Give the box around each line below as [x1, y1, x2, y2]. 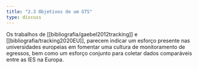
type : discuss [6, 14, 42, 20]
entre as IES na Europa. [6, 56, 64, 63]
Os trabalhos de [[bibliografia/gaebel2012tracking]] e [6, 30, 138, 37]
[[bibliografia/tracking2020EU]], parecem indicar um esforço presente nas [6, 37, 190, 44]
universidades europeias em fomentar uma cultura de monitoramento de [6, 43, 185, 51]
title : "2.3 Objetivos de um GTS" [6, 8, 93, 15]
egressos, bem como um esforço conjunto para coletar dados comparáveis [6, 49, 193, 57]
